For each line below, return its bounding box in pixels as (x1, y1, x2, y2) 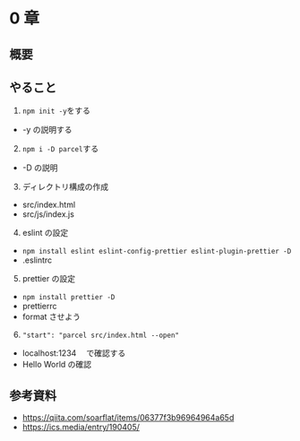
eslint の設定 (21, 228, 69, 238)
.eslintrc (21, 255, 53, 265)
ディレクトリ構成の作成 (21, 181, 109, 193)
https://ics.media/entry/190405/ (21, 422, 141, 433)
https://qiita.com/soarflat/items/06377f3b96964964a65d (21, 412, 235, 423)
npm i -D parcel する (21, 143, 99, 154)
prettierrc (21, 301, 57, 312)
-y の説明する (21, 125, 73, 135)
